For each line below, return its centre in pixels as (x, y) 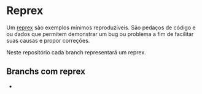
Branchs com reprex (46, 72)
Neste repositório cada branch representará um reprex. (76, 52)
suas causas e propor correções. (48, 40)
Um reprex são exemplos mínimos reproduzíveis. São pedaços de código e (101, 27)
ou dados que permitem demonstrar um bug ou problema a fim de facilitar (100, 34)
